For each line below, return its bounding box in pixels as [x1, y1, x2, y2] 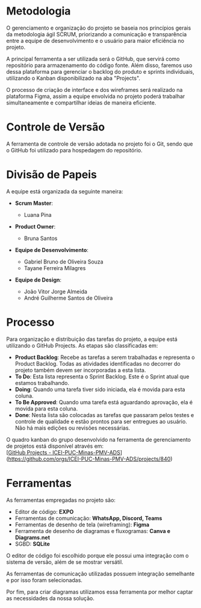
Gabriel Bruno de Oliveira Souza [23, 258, 104, 265]
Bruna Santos [23, 234, 58, 242]
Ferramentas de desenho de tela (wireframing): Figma [14, 521, 149, 528]
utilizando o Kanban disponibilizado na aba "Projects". [6, 74, 140, 82]
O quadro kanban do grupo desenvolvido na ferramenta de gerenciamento [6, 436, 191, 443]
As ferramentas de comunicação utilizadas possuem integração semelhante [6, 570, 195, 577]
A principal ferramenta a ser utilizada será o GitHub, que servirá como [6, 55, 180, 62]
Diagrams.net [14, 534, 50, 541]
